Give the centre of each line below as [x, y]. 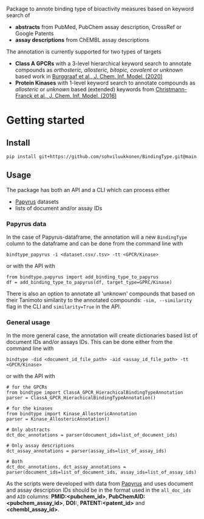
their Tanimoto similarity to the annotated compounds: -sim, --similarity [99, 300]
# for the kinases [29, 409]
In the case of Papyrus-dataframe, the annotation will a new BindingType [97, 237]
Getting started [46, 120]
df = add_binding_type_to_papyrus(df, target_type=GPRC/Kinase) [89, 283]
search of [18, 15]
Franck [24, 96]
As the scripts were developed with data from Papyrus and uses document [100, 484]
